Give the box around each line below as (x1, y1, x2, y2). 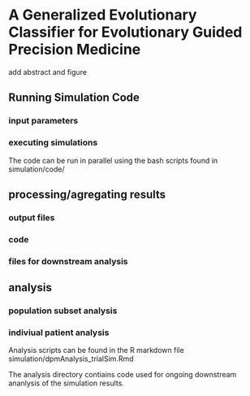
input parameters (8, 115, 79, 127)
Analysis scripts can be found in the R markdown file (8, 346, 184, 355)
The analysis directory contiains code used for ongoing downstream (8, 370, 237, 380)
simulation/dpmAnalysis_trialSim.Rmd (8, 354, 134, 363)
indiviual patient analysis (8, 327, 110, 338)
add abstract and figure (8, 67, 88, 76)
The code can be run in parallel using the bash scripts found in (8, 155, 218, 165)
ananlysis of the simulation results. (8, 378, 124, 388)
